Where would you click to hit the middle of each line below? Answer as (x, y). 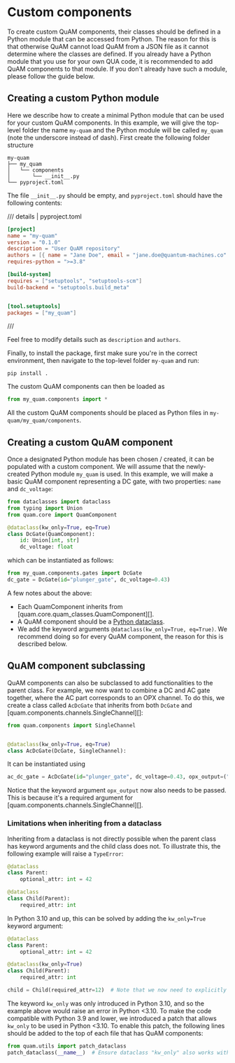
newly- (196, 467)
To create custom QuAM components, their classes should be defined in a (114, 32)
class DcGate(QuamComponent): (51, 534)
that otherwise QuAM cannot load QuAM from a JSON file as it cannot (108, 46)
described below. (42, 644)
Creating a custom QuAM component (90, 442)
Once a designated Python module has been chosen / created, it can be (111, 459)
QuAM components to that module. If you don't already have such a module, (117, 69)
